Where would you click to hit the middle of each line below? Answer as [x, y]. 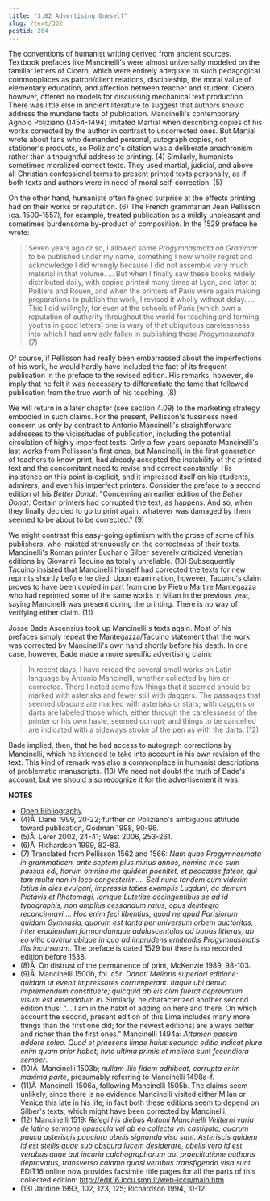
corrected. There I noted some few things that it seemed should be [139, 687]
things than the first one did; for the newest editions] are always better [137, 1026]
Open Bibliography [51, 811]
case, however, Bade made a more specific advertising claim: [110, 654]
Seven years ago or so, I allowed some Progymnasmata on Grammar [143, 248]
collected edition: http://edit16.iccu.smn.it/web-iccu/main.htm [122, 1180]
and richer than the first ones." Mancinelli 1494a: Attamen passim [129, 1034]
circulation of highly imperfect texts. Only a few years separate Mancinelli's [133, 443]
